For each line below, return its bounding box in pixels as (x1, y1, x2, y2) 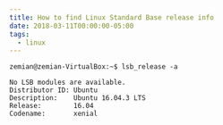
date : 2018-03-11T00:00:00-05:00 (9, 21, 134, 30)
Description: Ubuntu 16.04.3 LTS (9, 94, 146, 103)
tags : (9, 29, 30, 38)
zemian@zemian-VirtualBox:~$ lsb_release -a (9, 62, 178, 71)
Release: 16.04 (9, 102, 94, 111)
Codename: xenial (9, 109, 99, 119)
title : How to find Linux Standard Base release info (9, 12, 215, 22)
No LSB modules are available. (9, 78, 126, 87)
